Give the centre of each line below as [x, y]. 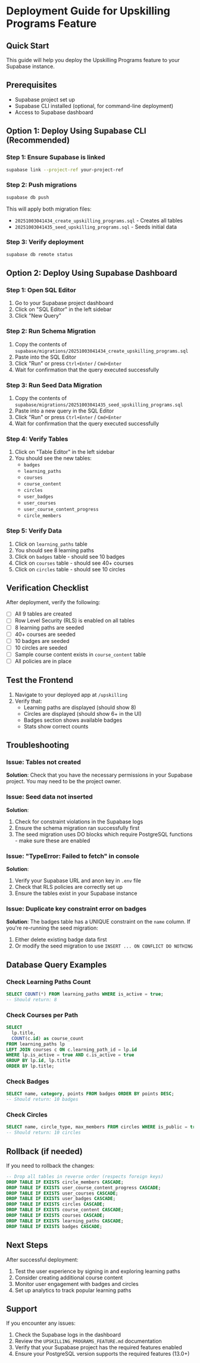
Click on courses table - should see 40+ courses [74, 563]
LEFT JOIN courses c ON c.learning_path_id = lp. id [71, 1050]
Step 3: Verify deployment [45, 242]
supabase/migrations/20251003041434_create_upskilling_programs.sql [101, 351]
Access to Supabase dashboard [54, 112]
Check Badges [28, 1081]
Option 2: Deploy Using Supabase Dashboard [92, 273]
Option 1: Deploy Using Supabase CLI [76, 131]
